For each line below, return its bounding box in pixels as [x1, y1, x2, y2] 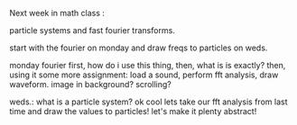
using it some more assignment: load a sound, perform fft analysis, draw [9, 69, 279, 80]
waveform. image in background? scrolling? [9, 79, 172, 89]
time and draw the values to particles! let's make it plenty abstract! [9, 106, 257, 116]
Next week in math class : [9, 8, 106, 18]
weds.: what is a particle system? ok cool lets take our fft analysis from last [9, 96, 288, 107]
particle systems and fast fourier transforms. [9, 25, 176, 35]
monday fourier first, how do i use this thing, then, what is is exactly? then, [9, 60, 286, 70]
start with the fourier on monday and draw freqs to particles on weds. [9, 42, 268, 53]
